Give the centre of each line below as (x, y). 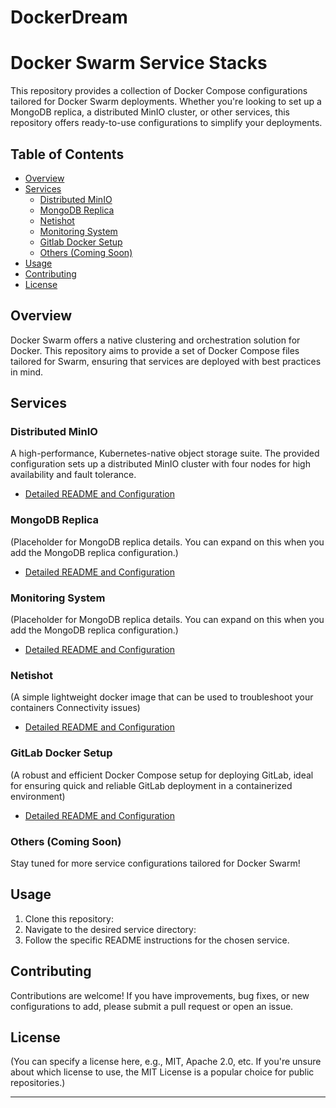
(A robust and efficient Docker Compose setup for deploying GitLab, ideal (162, 775)
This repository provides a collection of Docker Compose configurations (159, 91)
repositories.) (38, 1083)
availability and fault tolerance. (73, 475)
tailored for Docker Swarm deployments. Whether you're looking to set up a (166, 102)
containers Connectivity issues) (75, 708)
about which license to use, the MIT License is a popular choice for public (162, 1072)
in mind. (27, 372)
